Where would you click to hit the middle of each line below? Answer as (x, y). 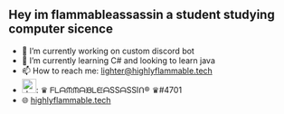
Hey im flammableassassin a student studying (142, 15)
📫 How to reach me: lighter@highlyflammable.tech (117, 71)
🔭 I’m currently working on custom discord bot (108, 51)
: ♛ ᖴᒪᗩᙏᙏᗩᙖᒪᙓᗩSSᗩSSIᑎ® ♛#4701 (109, 90)
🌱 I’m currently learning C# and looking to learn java (118, 60)
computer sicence (61, 29)
